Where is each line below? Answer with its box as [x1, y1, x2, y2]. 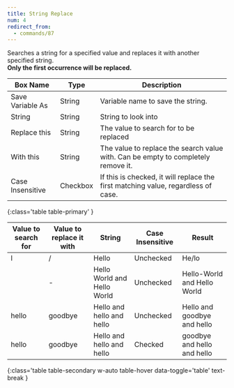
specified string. [7, 57, 54, 65]
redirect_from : [7, 23, 52, 30]
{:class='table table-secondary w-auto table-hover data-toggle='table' [7, 366, 210, 375]
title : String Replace [7, 10, 73, 17]
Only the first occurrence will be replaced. [7, 64, 132, 72]
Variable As [10, 100, 49, 110]
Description [141, 80, 182, 90]
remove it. [100, 161, 133, 171]
